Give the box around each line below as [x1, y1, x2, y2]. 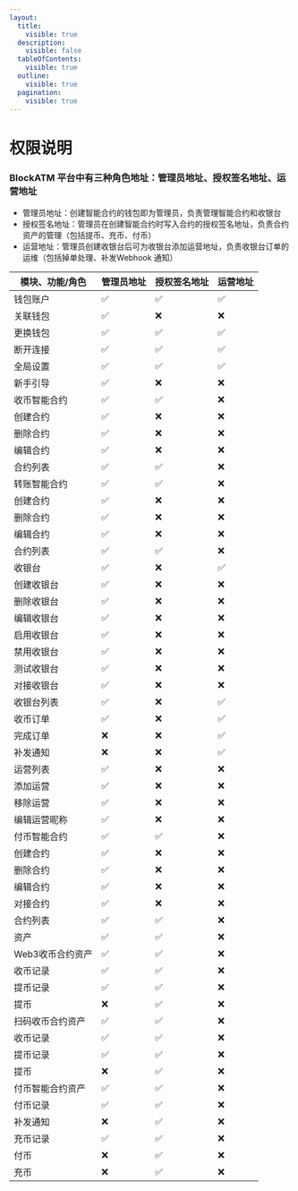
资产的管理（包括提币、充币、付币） [21, 229, 157, 240]
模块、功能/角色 [20, 275, 87, 287]
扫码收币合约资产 [13, 1015, 87, 1027]
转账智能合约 [13, 477, 69, 490]
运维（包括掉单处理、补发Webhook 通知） [21, 252, 178, 262]
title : [17, 21, 42, 30]
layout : [9, 13, 38, 22]
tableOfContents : [17, 55, 82, 64]
